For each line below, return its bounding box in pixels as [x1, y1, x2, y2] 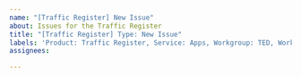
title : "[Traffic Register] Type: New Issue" [9, 30, 182, 38]
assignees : [9, 47, 50, 56]
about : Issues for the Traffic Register [9, 21, 163, 30]
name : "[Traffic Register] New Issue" [9, 13, 154, 22]
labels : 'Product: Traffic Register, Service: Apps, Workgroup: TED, [9, 38, 275, 47]
